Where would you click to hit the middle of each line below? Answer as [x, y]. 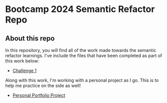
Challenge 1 [24, 70]
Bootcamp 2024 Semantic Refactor [80, 9]
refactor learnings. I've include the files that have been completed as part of [84, 55]
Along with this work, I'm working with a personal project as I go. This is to [82, 80]
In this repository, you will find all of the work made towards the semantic [81, 50]
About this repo [30, 38]
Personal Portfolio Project [39, 95]
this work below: [22, 61]
